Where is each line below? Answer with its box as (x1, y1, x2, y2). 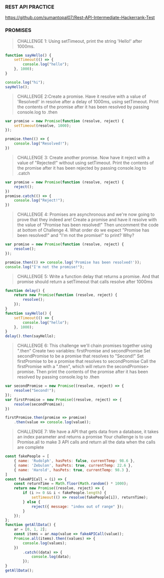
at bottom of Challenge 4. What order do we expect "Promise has (17, 227, 150, 233)
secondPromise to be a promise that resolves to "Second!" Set (17, 353, 144, 359)
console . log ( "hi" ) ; (5, 80, 45, 85)
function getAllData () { (5, 522, 56, 527)
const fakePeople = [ (5, 454, 50, 459)
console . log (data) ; (31, 554, 71, 559)
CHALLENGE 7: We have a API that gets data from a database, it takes (17, 429, 159, 434)
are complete (17, 444, 44, 450)
